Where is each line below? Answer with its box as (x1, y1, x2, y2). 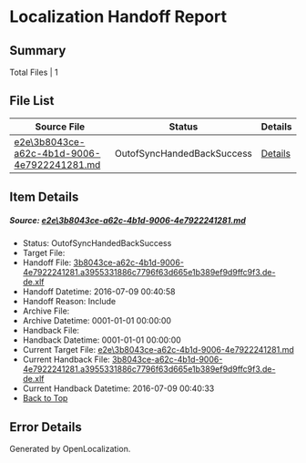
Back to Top (22, 393, 68, 404)
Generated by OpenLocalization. (9, 443, 131, 454)
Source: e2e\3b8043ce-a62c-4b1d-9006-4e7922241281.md (9, 214, 246, 225)
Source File (35, 120, 86, 133)
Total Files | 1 (9, 67, 58, 77)
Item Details (9, 190, 79, 205)
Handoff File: (22, 257, 72, 268)
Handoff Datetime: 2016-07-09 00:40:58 (22, 286, 176, 297)
